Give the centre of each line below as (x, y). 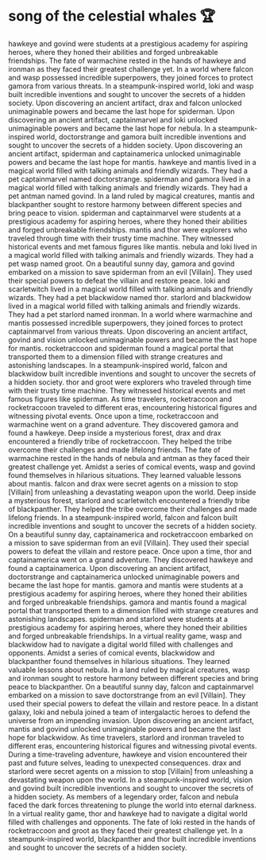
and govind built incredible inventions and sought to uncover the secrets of (131, 788)
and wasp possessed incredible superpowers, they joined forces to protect (131, 77)
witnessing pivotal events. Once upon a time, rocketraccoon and (114, 416)
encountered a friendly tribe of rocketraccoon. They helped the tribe (120, 441)
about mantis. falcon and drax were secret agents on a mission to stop (123, 483)
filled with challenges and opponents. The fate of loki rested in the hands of (132, 822)
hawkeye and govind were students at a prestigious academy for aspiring (128, 43)
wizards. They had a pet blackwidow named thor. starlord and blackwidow (130, 297)
